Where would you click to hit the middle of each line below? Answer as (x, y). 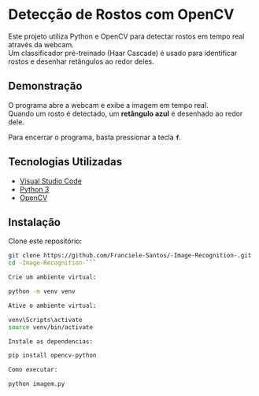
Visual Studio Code (51, 181)
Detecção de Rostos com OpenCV (121, 15)
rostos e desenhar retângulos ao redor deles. (81, 61)
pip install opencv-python (52, 356)
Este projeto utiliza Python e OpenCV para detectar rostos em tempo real (126, 36)
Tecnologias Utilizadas (65, 162)
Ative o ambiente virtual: (52, 305)
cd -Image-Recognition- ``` (52, 263)
